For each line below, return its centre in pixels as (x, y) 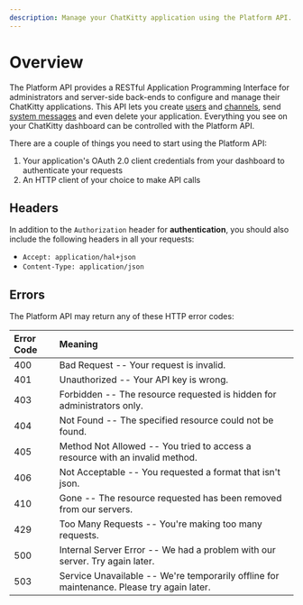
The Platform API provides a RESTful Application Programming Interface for (150, 87)
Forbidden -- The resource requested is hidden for (168, 395)
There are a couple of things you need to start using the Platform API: (138, 143)
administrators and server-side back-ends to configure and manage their (145, 96)
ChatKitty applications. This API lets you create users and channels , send (145, 106)
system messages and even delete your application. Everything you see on (149, 116)
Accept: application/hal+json (79, 258)
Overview (46, 62)
